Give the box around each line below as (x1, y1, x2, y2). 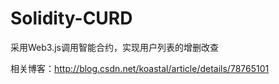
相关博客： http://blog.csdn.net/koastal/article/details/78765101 (10, 62, 270, 74)
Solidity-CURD (10, 7, 133, 30)
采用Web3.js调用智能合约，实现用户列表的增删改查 (10, 41, 219, 53)
